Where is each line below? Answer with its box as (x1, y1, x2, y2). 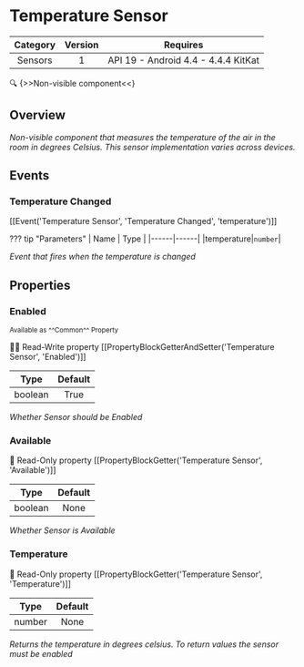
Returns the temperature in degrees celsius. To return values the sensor (9, 639, 279, 650)
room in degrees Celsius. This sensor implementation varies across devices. (9, 141, 296, 152)
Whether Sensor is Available (9, 525, 116, 536)
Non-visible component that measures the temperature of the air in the (9, 131, 276, 142)
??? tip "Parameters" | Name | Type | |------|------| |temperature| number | (9, 233, 281, 244)
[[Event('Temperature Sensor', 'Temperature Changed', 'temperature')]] (9, 216, 278, 227)
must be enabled (9, 648, 73, 659)
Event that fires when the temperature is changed (9, 251, 196, 262)
